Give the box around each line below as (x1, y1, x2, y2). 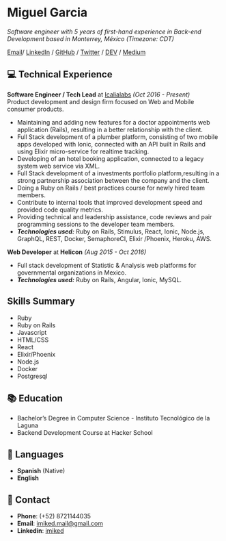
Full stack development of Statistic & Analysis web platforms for (16, 261, 197, 269)
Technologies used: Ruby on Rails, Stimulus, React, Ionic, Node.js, (16, 227, 205, 236)
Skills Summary (7, 296, 75, 307)
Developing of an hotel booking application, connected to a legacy (16, 154, 204, 162)
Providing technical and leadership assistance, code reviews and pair (16, 212, 212, 221)
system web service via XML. (16, 162, 100, 170)
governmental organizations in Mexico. (16, 268, 127, 277)
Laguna (16, 421, 39, 429)
